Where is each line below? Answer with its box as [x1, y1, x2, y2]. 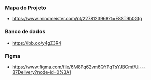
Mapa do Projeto [5, 4, 46, 11]
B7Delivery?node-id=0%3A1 [12, 69, 71, 75]
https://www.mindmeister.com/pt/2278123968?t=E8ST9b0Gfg [12, 16, 142, 22]
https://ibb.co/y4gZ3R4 [12, 39, 62, 46]
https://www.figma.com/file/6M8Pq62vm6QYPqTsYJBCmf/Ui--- [12, 64, 146, 70]
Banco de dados [5, 28, 46, 35]
